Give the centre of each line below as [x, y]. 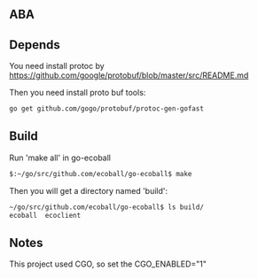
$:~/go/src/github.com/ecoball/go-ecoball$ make [101, 174]
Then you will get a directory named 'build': [89, 190]
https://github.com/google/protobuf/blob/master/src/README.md [129, 75]
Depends [35, 45]
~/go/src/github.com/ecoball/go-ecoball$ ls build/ [106, 207]
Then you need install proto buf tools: [78, 93]
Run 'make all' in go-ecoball [60, 158]
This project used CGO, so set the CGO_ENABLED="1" [108, 264]
